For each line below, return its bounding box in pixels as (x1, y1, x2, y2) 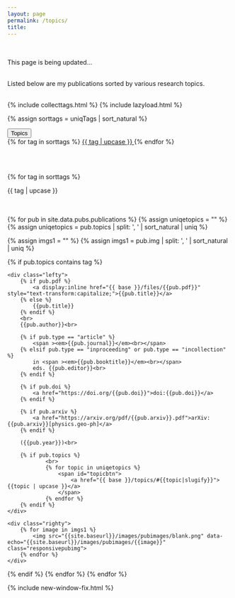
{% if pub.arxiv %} (20, 408, 78, 415)
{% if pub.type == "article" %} (20, 334, 115, 341)
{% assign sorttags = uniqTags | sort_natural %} (7, 114, 148, 123)
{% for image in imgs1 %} (20, 526, 97, 533)
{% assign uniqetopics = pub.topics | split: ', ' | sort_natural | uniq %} (7, 223, 208, 232)
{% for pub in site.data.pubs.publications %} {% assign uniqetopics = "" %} (7, 215, 228, 224)
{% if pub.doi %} (20, 384, 71, 391)
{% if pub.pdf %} (20, 278, 71, 285)
